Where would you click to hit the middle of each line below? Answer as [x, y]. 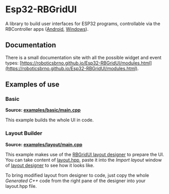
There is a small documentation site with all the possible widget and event [83, 57]
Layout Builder [24, 133]
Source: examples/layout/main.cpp [44, 144]
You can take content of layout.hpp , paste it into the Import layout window [83, 160]
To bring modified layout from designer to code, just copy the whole [77, 175]
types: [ [13, 63]
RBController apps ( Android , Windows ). [47, 29]
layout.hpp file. [21, 186]
